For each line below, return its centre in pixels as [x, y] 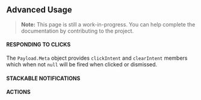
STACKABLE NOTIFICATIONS [43, 78]
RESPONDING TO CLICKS [39, 45]
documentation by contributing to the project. [77, 31]
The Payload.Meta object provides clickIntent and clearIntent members [97, 58]
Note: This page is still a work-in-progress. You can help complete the [108, 24]
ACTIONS [19, 92]
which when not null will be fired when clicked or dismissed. [82, 64]
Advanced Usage [39, 10]
